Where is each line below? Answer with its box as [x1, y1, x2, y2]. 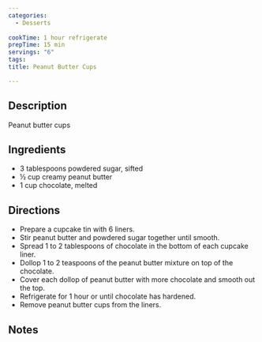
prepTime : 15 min [8, 41, 65, 49]
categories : [8, 11, 47, 20]
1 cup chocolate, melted [19, 181, 98, 190]
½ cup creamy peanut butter [19, 172, 113, 182]
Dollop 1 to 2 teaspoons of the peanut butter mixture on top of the [19, 258, 234, 268]
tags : [8, 56, 26, 64]
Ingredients [8, 143, 66, 156]
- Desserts [15, 19, 51, 27]
